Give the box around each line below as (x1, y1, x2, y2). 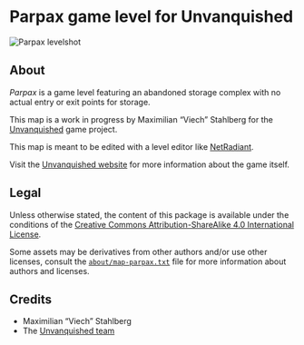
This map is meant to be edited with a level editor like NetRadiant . (9, 141, 254, 152)
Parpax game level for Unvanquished (9, 6, 293, 27)
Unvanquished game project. (9, 123, 118, 134)
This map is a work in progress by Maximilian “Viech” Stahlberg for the (9, 113, 274, 124)
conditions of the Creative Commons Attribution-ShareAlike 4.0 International (9, 219, 295, 230)
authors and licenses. (9, 265, 90, 276)
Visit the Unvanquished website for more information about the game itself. (9, 159, 290, 170)
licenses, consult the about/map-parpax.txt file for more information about (9, 256, 287, 267)
